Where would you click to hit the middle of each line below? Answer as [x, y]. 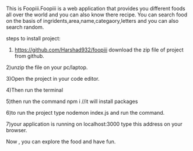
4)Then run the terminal [34, 90]
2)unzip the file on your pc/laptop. [47, 67]
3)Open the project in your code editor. [53, 79]
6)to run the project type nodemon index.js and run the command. [85, 113]
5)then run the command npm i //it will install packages [72, 101]
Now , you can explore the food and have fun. [61, 142]
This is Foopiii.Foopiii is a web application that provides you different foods [96, 8]
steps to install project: [34, 38]
